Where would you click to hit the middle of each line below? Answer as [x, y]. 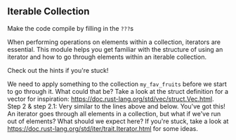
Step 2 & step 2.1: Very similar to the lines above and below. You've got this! [117, 106]
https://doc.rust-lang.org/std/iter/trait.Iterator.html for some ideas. [103, 128]
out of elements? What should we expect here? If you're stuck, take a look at [118, 121]
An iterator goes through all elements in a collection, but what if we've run [114, 113]
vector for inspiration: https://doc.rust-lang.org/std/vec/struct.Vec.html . [111, 99]
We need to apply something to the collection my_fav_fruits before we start [117, 84]
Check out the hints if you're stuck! [58, 70]
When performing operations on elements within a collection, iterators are [114, 42]
